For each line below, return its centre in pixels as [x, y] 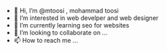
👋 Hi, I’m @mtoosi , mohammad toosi [66, 11]
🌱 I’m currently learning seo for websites [71, 25]
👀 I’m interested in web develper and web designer [86, 18]
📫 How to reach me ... [46, 40]
